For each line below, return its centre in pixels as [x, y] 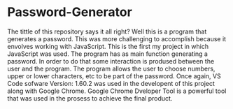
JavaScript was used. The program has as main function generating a [108, 54]
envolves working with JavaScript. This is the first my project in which [108, 46]
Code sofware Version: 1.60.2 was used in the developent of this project [111, 83]
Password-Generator [70, 12]
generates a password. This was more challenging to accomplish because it [116, 38]
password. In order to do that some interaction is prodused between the [111, 61]
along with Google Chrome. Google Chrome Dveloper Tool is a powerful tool [117, 91]
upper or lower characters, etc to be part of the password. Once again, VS [114, 76]
